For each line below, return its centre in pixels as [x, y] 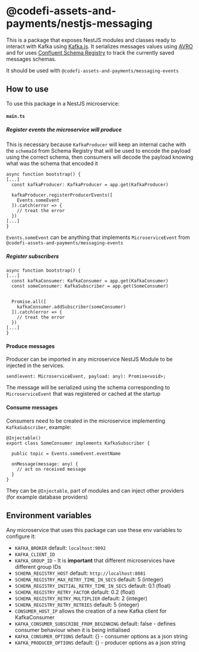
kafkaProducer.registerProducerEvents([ [62, 195]
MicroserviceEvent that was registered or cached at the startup [83, 394]
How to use [27, 89]
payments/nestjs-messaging [79, 23]
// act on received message [51, 469]
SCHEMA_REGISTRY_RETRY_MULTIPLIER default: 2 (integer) [81, 598]
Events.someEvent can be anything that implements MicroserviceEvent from [98, 237]
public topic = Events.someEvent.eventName [66, 453]
